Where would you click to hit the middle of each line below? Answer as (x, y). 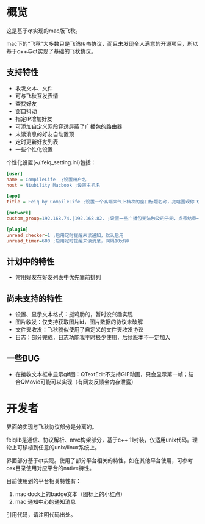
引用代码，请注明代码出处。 (41, 514)
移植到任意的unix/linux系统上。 (61, 447)
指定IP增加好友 (34, 118)
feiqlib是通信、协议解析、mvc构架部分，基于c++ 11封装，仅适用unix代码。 (99, 440)
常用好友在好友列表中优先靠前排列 (58, 277)
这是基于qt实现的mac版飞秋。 (44, 31)
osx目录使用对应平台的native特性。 (51, 468)
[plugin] (17, 230)
